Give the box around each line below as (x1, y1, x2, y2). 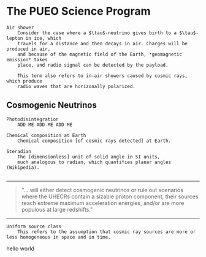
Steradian (6, 148, 32, 154)
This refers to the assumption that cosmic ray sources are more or (17, 228, 196, 235)
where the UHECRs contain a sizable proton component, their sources (21, 193, 199, 200)
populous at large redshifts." (21, 206, 93, 213)
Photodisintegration (6, 116, 59, 122)
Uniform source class (6, 223, 62, 229)
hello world (6, 245, 35, 252)
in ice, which (25, 35, 62, 41)
